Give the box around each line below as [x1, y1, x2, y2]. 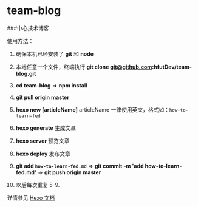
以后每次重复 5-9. [15, 181, 60, 188]
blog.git [15, 70, 36, 77]
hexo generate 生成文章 [15, 124, 77, 131]
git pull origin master [15, 93, 69, 101]
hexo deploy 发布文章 [15, 150, 70, 157]
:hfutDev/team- [152, 63, 193, 70]
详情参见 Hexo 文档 [7, 194, 55, 201]
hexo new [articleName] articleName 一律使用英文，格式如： [15, 106, 169, 113]
